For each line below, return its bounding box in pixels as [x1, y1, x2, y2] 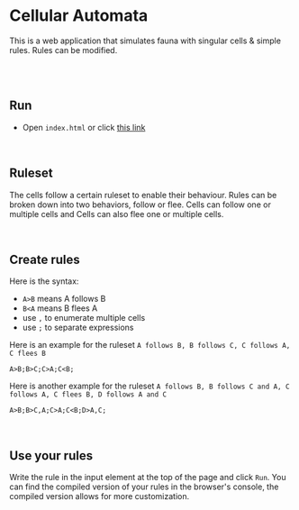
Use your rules [9, 448, 93, 463]
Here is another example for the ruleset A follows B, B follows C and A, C [9, 380, 290, 392]
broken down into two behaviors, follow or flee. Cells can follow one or [9, 199, 272, 210]
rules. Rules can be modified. [9, 44, 118, 55]
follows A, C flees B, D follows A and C [9, 390, 168, 399]
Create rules [9, 251, 81, 267]
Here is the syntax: [9, 276, 79, 287]
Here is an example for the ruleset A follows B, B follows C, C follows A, [9, 340, 291, 351]
